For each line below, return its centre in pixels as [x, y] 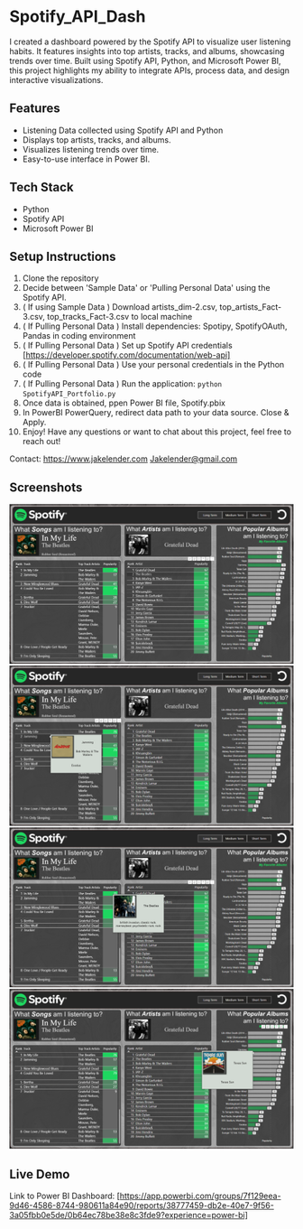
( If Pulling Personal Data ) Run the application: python [122, 384]
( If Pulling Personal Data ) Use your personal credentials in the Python [153, 365]
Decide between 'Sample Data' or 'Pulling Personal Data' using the [146, 288]
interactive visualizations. [56, 79]
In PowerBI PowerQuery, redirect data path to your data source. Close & [156, 413]
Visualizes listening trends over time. [91, 149]
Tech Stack [41, 187]
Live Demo [40, 1174]
